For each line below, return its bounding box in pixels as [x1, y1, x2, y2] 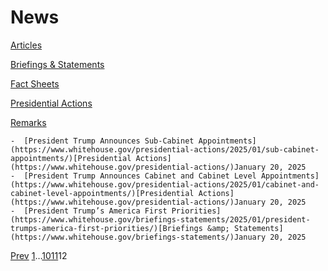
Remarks [10, 116, 47, 128]
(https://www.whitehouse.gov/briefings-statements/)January [10, 232, 267, 242]
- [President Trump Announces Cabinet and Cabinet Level [10, 171, 257, 181]
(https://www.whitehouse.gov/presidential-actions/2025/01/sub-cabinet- [10, 144, 320, 155]
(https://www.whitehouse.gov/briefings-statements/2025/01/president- [10, 214, 311, 225]
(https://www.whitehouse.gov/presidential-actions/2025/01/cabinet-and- [10, 179, 320, 190]
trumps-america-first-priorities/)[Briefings [10, 223, 203, 233]
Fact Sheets [10, 77, 60, 90]
